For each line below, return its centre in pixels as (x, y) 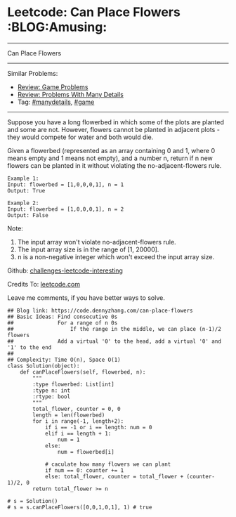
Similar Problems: (33, 73)
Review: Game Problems (53, 87)
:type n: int (52, 391)
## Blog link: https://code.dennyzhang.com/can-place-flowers (100, 310)
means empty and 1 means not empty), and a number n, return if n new (110, 158)
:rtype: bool (52, 397)
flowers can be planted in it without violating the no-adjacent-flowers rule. (114, 165)
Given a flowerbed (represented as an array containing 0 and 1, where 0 (111, 150)
